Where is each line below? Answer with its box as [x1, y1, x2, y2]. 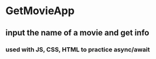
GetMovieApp [5, 4, 75, 18]
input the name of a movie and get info [5, 28, 150, 38]
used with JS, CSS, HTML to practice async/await [5, 45, 150, 54]
